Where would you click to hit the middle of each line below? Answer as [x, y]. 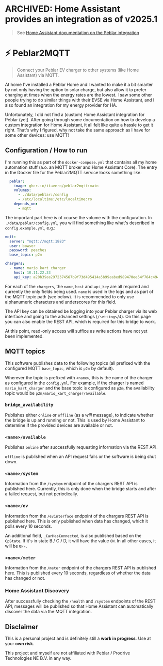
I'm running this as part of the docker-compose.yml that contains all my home [81, 162]
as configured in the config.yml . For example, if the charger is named [74, 383]
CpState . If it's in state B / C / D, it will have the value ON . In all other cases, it [81, 541]
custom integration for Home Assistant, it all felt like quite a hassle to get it [79, 125]
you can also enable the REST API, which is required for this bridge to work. [81, 322]
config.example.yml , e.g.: [30, 228]
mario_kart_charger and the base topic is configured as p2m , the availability [80, 388]
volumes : [23, 190]
